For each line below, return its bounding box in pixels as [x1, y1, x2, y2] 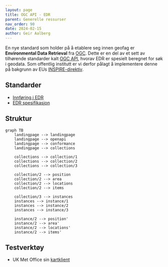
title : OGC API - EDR [5, 12, 51, 17]
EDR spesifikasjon [12, 100, 50, 106]
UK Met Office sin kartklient [12, 256, 70, 263]
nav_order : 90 [5, 21, 35, 27]
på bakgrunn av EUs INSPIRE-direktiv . [5, 66, 84, 72]
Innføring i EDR [12, 94, 44, 100]
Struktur [5, 114, 32, 123]
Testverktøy [5, 243, 44, 252]
